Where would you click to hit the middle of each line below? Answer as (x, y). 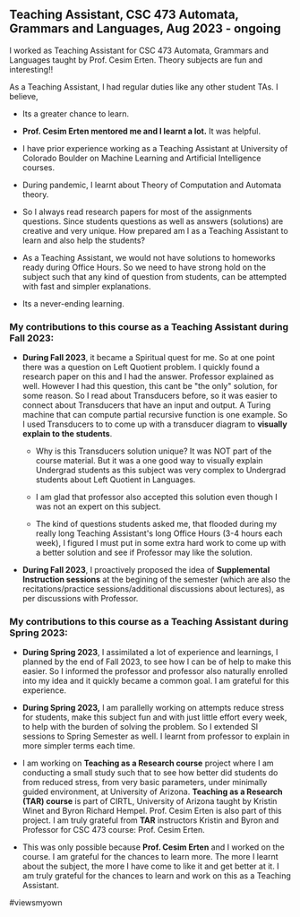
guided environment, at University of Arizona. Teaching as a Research (152, 792)
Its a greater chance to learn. (76, 113)
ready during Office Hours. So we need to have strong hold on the (144, 267)
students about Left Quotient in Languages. (116, 480)
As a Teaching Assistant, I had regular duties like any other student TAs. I (144, 87)
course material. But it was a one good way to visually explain (149, 461)
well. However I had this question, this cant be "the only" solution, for (150, 386)
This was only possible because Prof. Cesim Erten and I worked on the (153, 847)
